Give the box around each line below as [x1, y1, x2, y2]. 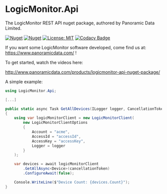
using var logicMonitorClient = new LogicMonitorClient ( [14, 115, 135, 120]
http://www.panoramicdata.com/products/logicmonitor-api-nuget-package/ [5, 69, 161, 75]
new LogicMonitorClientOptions [23, 120, 88, 125]
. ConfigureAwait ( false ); [23, 171, 75, 176]
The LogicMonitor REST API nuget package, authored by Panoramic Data [5, 20, 155, 26]
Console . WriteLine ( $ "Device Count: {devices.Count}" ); [14, 180, 130, 185]
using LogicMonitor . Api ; [5, 88, 57, 93]
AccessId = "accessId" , [31, 134, 81, 139]
